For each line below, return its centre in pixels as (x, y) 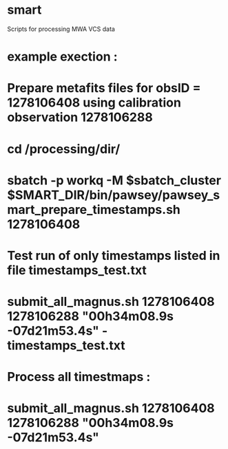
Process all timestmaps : (79, 377)
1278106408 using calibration (94, 103)
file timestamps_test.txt (77, 270)
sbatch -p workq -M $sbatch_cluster (114, 180)
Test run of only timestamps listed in (114, 255)
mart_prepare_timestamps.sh (94, 209)
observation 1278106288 (80, 117)
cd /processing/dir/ (64, 149)
